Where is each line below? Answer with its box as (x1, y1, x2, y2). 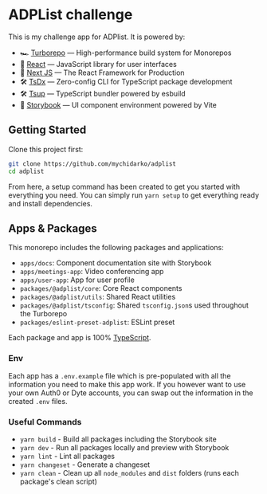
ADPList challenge (8, 6, 133, 24)
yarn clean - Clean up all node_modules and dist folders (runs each (19, 468, 239, 477)
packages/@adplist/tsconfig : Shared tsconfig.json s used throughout (19, 300, 249, 310)
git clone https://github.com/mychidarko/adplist (8, 159, 177, 168)
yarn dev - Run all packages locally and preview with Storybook (19, 442, 230, 452)
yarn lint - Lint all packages (19, 451, 116, 461)
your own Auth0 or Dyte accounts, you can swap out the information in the (8, 388, 253, 398)
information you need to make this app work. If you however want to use (8, 379, 246, 389)
